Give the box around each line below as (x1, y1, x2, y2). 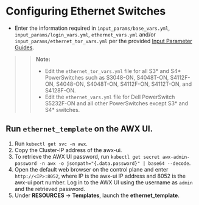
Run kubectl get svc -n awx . (14, 140, 88, 147)
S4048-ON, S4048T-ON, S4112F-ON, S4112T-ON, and (56, 80, 192, 88)
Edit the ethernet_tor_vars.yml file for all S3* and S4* (44, 67, 181, 74)
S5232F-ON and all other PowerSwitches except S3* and (44, 99, 189, 107)
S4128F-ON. (44, 86, 77, 94)
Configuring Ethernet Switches (5, 4, 166, 18)
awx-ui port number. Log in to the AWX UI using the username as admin (14, 178, 193, 186)
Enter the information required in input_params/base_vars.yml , (14, 24, 170, 32)
